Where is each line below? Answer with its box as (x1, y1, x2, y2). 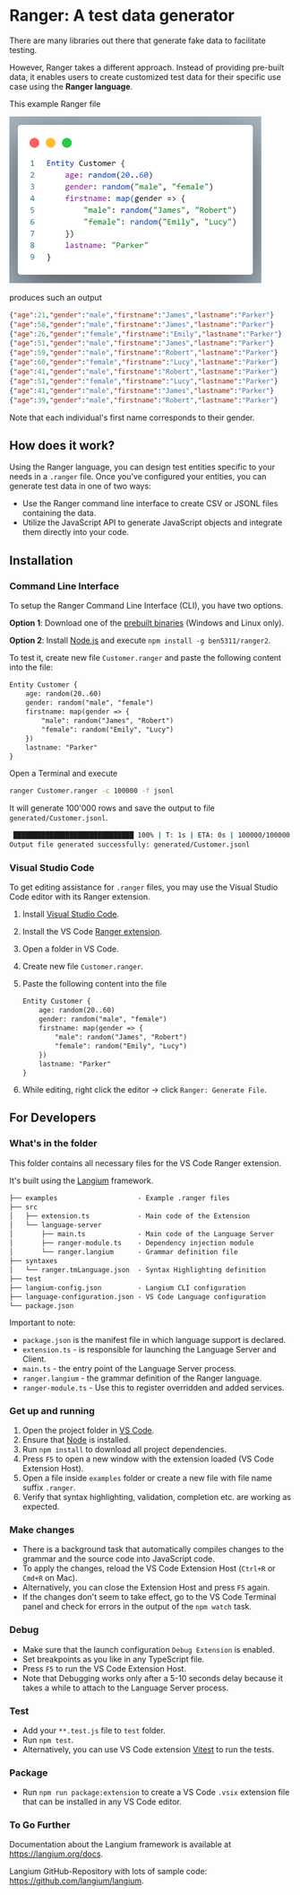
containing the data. (21, 508, 97, 519)
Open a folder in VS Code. (21, 943, 119, 954)
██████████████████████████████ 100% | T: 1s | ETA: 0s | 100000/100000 (13, 830, 291, 839)
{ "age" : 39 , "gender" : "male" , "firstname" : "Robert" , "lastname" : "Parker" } (9, 396, 279, 405)
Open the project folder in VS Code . (21, 1425, 155, 1435)
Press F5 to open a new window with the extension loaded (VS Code (21, 1453, 275, 1464)
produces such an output (9, 292, 102, 303)
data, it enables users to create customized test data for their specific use (9, 71, 282, 82)
